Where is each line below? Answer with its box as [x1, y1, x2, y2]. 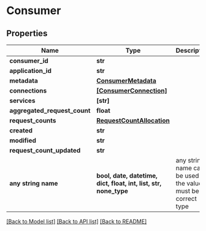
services [9, 96, 36, 105]
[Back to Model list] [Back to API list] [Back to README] [6, 218, 147, 225]
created [9, 126, 32, 135]
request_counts [9, 116, 56, 124]
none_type [96, 187, 129, 195]
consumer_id [9, 56, 49, 65]
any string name [9, 179, 58, 187]
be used [175, 172, 199, 180]
